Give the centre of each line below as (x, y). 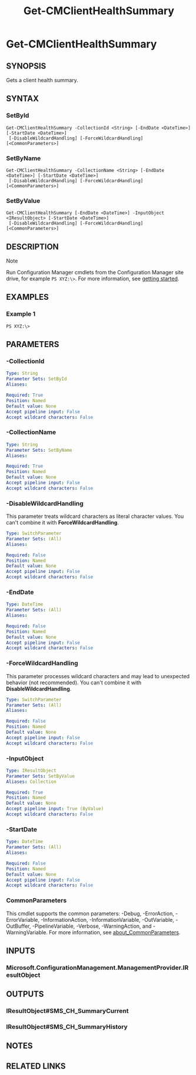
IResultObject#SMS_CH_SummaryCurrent (67, 1011)
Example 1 (21, 314)
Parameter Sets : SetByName (39, 450)
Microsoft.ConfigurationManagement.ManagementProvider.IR (97, 967)
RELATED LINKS (36, 1066)
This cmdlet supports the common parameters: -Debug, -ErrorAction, (90, 913)
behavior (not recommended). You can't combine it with (74, 682)
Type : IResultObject (31, 770)
